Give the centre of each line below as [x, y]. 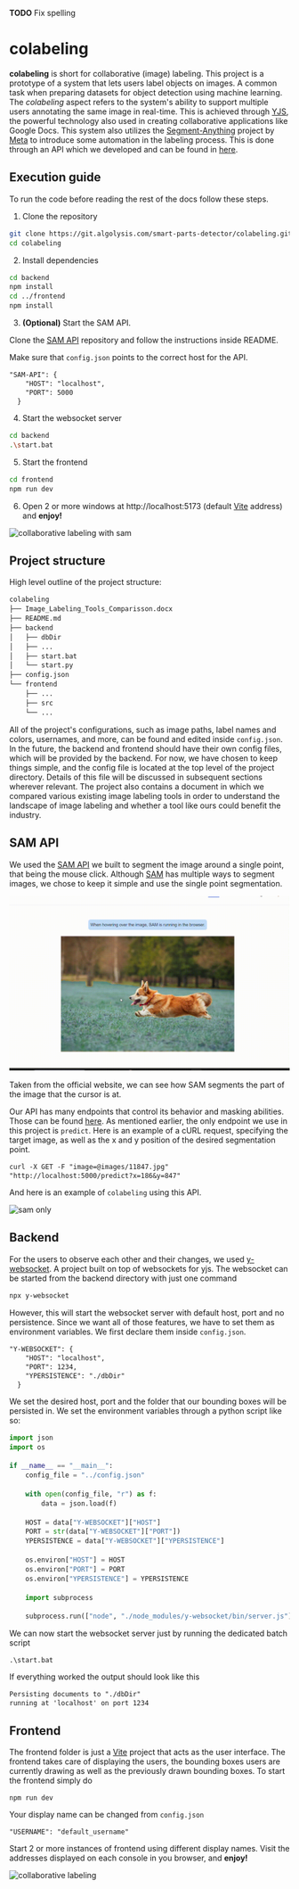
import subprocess [59, 1597]
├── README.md [36, 619]
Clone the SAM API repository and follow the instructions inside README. [144, 340]
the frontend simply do [51, 1781]
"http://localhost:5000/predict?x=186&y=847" [95, 1176]
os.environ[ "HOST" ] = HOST [75, 1560]
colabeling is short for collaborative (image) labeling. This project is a [137, 73]
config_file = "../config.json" [85, 1475]
